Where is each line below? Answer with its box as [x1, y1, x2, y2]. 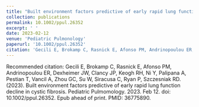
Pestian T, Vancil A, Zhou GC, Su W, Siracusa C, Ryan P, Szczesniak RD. [6, 75, 181, 82]
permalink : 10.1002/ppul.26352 [6, 19, 84, 25]
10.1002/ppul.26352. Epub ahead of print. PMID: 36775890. [6, 94, 151, 101]
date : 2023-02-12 [6, 31, 49, 36]
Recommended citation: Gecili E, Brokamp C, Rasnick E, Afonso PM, [6, 63, 172, 70]
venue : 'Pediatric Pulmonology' [6, 36, 86, 42]
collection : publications [6, 14, 70, 20]
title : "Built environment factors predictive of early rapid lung [6, 8, 176, 15]
